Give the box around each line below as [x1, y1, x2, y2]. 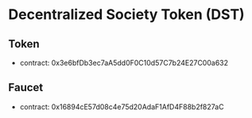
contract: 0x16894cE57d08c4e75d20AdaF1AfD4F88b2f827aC [19, 101, 224, 112]
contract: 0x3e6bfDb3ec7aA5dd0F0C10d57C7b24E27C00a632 [19, 58, 229, 67]
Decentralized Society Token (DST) [8, 6, 245, 24]
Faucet [8, 81, 44, 94]
